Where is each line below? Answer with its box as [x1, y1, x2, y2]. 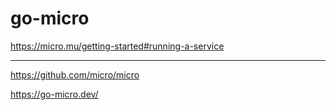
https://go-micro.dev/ [10, 88, 99, 100]
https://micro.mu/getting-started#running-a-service [10, 40, 225, 52]
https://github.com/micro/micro [10, 68, 140, 81]
